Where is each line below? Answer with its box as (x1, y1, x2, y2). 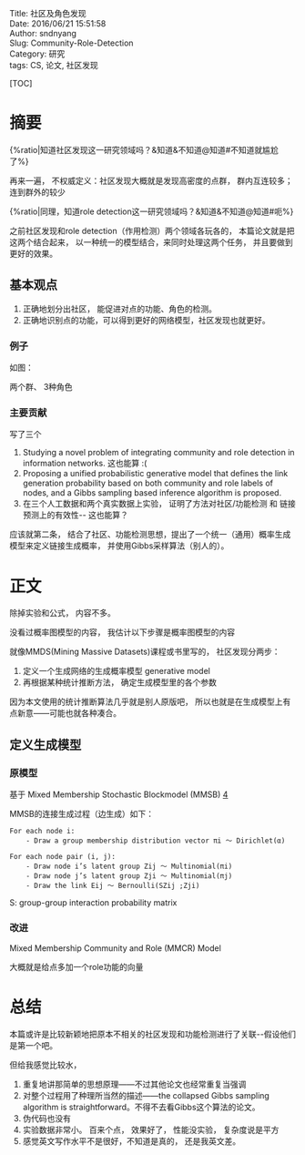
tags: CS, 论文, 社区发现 (9, 60, 98, 70)
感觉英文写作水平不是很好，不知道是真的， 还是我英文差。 (22, 1136, 241, 1147)
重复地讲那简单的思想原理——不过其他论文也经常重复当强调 (22, 1078, 247, 1090)
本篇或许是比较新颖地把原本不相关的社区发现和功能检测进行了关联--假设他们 (9, 1028, 296, 1040)
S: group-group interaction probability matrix (9, 896, 178, 908)
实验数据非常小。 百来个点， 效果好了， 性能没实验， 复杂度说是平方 (22, 1124, 280, 1136)
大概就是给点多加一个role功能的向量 (9, 962, 144, 973)
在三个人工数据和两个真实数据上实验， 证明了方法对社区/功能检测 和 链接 (22, 498, 296, 509)
